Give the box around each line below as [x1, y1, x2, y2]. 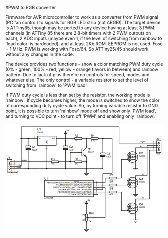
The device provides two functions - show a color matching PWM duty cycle [5, 61, 163, 67]
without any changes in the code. [5, 51, 74, 57]
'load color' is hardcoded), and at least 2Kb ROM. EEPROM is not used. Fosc [5, 41, 163, 47]
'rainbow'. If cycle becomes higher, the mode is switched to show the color [5, 97, 160, 103]
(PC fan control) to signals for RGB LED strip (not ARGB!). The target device [5, 20, 161, 25]
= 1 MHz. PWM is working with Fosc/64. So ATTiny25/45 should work [5, 46, 149, 52]
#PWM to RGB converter [5, 5, 56, 10]
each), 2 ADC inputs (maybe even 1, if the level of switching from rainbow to [5, 35, 162, 41]
